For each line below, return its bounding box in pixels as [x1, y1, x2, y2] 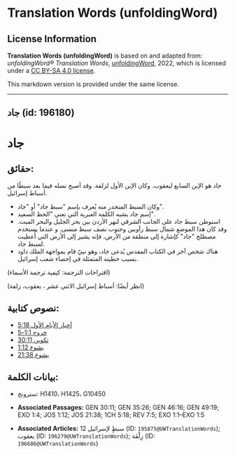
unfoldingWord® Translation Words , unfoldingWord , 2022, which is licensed [7, 59, 226, 67]
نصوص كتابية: [7, 302, 59, 314]
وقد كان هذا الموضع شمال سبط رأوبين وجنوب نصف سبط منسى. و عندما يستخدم [17, 225, 227, 233]
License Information [7, 33, 97, 45]
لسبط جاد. [17, 240, 45, 248]
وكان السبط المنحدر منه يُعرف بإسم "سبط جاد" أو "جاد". [17, 202, 164, 211]
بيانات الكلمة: [7, 370, 59, 383]
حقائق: [7, 163, 34, 175]
